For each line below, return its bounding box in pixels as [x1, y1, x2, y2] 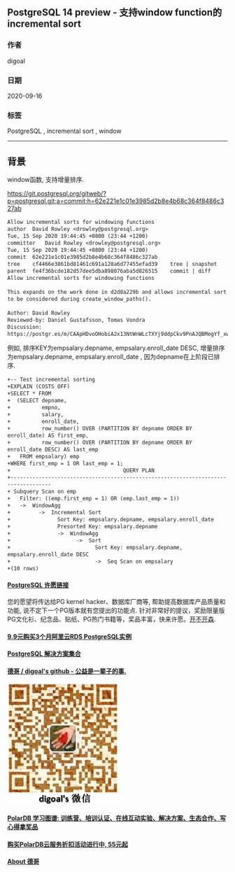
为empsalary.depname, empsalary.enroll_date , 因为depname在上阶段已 [7, 353, 215, 361]
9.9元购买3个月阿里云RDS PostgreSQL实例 [7, 632, 131, 640]
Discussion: [7, 324, 42, 331]
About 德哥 [7, 857, 40, 866]
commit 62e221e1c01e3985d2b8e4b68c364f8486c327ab [7, 254, 158, 261]
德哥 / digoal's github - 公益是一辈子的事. [7, 667, 127, 675]
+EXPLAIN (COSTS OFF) [7, 384, 71, 391]
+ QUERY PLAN [7, 467, 155, 474]
